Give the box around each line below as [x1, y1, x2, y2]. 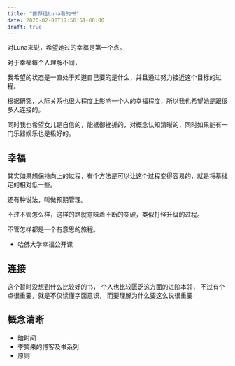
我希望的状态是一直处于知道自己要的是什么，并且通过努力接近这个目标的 [7, 73, 215, 81]
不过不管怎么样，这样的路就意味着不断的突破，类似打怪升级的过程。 [7, 210, 204, 219]
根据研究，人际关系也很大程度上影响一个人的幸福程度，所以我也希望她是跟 [7, 97, 222, 105]
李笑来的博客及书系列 [17, 342, 79, 351]
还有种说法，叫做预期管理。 [7, 196, 87, 204]
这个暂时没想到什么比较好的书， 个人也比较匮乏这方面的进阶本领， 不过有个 [7, 283, 225, 291]
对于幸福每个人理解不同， [7, 58, 81, 67]
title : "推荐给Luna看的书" [7, 10, 80, 18]
